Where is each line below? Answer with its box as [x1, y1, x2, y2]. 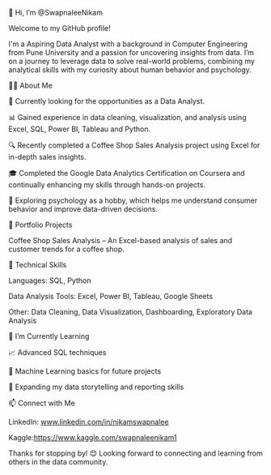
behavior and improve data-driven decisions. [8, 204, 158, 214]
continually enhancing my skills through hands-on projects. [8, 180, 206, 190]
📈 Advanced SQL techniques [8, 348, 107, 357]
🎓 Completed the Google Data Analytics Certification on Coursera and [8, 169, 245, 178]
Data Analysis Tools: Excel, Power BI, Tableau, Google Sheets [8, 292, 213, 301]
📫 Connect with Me [8, 398, 75, 408]
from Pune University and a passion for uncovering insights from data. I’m [8, 48, 255, 57]
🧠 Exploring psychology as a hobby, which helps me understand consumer [8, 195, 257, 205]
